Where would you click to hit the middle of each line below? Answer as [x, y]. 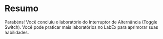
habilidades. [17, 32]
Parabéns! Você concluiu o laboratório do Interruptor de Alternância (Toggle [81, 22]
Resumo [21, 9]
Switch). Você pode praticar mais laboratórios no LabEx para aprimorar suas [81, 27]
